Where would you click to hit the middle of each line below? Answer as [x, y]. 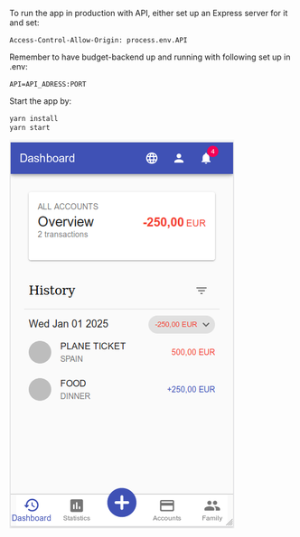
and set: [24, 23]
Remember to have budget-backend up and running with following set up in [150, 57]
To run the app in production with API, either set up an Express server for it [149, 13]
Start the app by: [41, 101]
